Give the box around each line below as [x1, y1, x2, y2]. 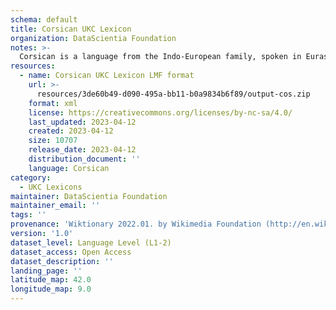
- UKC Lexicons [19, 182, 83, 192]
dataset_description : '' [10, 256, 114, 266]
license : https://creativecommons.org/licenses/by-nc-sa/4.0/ [28, 107, 293, 118]
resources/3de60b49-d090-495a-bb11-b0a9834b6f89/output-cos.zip [36, 89, 311, 99]
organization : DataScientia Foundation [10, 33, 177, 43]
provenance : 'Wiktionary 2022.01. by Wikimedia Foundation [10, 219, 262, 230]
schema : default [10, 14, 78, 25]
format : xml [28, 98, 78, 108]
